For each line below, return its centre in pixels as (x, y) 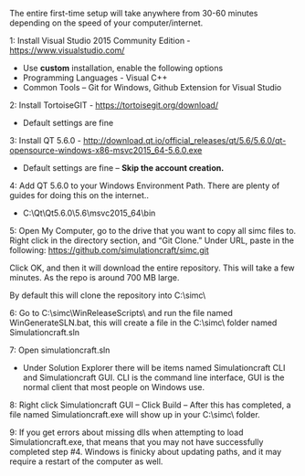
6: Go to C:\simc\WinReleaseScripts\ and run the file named (121, 313)
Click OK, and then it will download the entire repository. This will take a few (152, 268)
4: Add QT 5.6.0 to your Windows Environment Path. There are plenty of (145, 185)
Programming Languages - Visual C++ (95, 78)
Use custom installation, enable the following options (123, 68)
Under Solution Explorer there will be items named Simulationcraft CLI (154, 368)
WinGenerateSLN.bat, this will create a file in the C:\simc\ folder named (143, 323)
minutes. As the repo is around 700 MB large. (95, 277)
